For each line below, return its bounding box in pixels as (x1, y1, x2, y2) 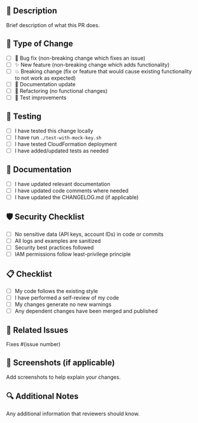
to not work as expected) (14, 74, 76, 82)
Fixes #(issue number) (6, 341, 61, 347)
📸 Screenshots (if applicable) (6, 358, 115, 368)
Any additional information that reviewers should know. (6, 410, 140, 417)
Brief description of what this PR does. (6, 21, 100, 28)
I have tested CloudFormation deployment (14, 140, 117, 148)
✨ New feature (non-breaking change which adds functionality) (14, 61, 170, 68)
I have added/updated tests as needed (14, 147, 109, 154)
